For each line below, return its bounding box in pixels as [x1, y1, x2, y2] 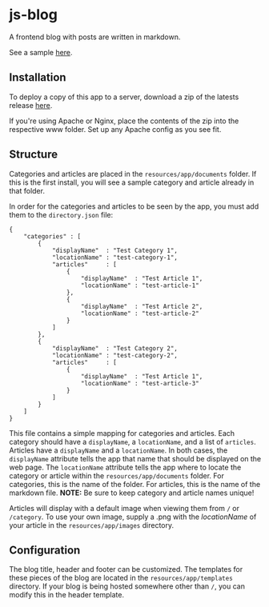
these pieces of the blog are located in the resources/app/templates [9, 573, 233, 583]
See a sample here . [9, 47, 73, 57]
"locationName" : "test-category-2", [51, 351, 179, 359]
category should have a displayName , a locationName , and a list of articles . [9, 437, 256, 446]
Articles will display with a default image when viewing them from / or [9, 503, 239, 513]
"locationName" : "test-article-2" [80, 309, 199, 317]
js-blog [9, 6, 58, 24]
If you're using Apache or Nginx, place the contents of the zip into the [9, 116, 239, 126]
